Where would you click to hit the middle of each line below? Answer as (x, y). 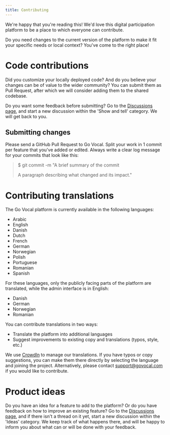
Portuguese (25, 262)
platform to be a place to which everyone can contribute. (65, 30)
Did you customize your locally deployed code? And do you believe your (81, 80)
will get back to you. (26, 116)
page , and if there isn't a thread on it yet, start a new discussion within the (83, 416)
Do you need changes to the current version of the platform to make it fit (81, 40)
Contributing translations (60, 195)
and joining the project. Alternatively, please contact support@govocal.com (84, 365)
